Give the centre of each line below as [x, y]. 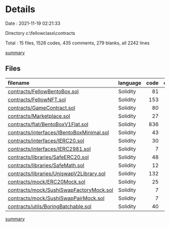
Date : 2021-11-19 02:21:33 [33, 23]
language [130, 83]
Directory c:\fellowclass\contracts [40, 33]
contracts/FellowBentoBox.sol [43, 91]
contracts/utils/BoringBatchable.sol [50, 206]
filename [19, 83]
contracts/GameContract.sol [41, 108]
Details [20, 9]
